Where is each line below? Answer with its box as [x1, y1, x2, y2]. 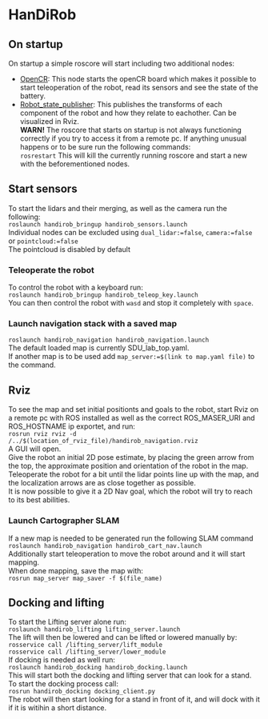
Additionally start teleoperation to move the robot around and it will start [8, 549, 246, 558]
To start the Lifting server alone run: [8, 617, 126, 627]
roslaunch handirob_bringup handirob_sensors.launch [8, 220, 188, 229]
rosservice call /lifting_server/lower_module [8, 648, 166, 657]
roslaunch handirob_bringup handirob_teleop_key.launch [8, 291, 198, 299]
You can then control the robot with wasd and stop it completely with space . [8, 298, 254, 308]
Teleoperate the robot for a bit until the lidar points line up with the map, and [8, 469, 259, 479]
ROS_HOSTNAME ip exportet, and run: [8, 421, 136, 431]
